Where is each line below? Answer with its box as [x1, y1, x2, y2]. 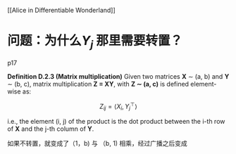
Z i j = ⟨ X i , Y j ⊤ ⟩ [99, 101, 137, 112]
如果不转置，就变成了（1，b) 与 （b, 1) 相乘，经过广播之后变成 [7, 139, 188, 147]
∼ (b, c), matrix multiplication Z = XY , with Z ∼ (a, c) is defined [7, 79, 189, 88]
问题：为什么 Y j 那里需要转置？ [7, 33, 183, 51]
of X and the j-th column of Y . [7, 124, 94, 133]
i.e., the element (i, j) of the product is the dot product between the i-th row [7, 117, 225, 125]
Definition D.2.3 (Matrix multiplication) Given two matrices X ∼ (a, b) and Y [7, 72, 230, 80]
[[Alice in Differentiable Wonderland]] [7, 6, 116, 14]
